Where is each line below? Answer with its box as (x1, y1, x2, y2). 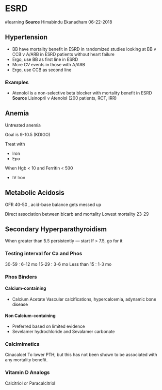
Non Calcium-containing (5, 313, 56, 318)
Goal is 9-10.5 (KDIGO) (5, 131, 50, 137)
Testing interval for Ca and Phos (5, 250, 82, 257)
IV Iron (12, 174, 26, 180)
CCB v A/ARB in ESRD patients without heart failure (12, 51, 115, 57)
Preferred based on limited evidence (12, 323, 85, 329)
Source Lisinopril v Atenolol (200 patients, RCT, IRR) (12, 95, 117, 101)
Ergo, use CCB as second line (12, 67, 72, 73)
